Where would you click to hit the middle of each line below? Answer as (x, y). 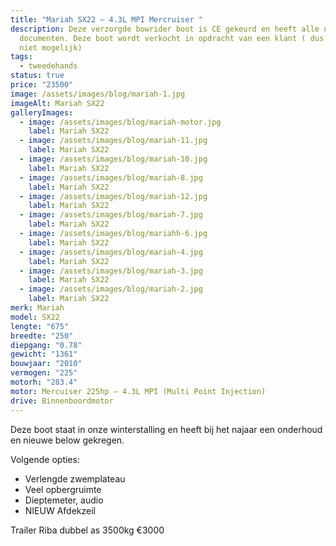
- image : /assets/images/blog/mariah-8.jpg (111, 177)
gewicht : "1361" (44, 354)
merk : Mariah (37, 308)
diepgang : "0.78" (46, 345)
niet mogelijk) (51, 47)
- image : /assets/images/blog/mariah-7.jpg (111, 215)
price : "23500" (42, 85)
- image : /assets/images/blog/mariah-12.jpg (113, 196)
